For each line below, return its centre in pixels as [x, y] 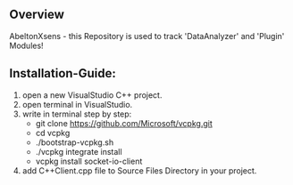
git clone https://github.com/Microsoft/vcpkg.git [124, 123]
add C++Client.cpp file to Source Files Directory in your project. [139, 170]
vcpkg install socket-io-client [89, 161]
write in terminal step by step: [77, 114]
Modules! [26, 45]
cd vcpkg [53, 133]
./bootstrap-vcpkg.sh [75, 142]
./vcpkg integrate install [79, 151]
